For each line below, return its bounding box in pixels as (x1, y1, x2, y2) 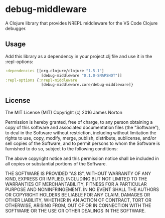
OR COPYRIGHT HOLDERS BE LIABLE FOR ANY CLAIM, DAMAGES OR (5, 192, 150, 198)
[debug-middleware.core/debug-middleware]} (41, 82, 134, 87)
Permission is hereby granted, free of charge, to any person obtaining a (5, 119, 153, 125)
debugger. (5, 25, 27, 31)
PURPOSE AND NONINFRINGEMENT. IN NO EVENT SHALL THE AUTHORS (5, 186, 159, 192)
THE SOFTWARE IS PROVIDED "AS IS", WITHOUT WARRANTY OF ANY (5, 170, 151, 176)
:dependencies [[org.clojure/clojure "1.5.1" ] (5, 68, 104, 73)
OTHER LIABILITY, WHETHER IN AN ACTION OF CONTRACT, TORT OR (5, 197, 151, 203)
